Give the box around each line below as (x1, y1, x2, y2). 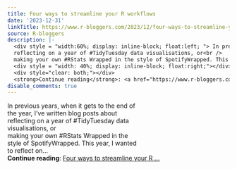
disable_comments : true (7, 82, 78, 89)
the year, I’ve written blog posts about (7, 109, 118, 118)
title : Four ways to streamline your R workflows (7, 10, 157, 18)
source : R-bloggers (7, 30, 65, 37)
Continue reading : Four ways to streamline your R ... (7, 154, 160, 163)
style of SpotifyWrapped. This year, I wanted (7, 139, 138, 148)
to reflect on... (7, 146, 48, 155)
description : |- (7, 37, 55, 44)
